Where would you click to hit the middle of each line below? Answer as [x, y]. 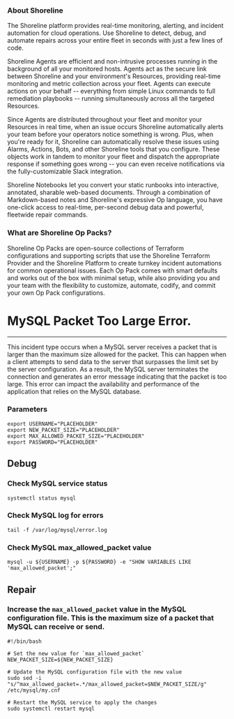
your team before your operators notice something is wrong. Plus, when [110, 134]
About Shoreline [36, 10]
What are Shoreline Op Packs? [60, 233]
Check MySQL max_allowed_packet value [79, 547]
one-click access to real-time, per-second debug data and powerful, [106, 208]
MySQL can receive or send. [56, 627]
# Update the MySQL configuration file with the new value [95, 672]
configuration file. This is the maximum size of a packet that [111, 618]
